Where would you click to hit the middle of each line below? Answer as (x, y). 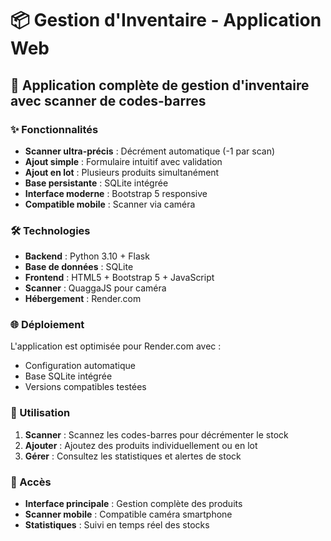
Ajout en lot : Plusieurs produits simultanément (122, 172)
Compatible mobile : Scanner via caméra (110, 204)
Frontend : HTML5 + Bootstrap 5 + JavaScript (119, 278)
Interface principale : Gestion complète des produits (133, 504)
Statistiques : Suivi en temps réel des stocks (117, 525)
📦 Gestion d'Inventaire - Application (166, 20)
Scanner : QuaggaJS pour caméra (95, 288)
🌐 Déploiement (47, 325)
